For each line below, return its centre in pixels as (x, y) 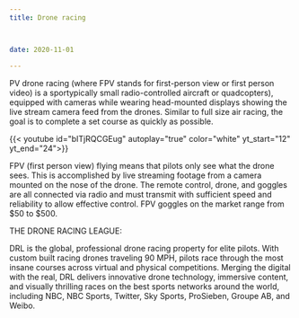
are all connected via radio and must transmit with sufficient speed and (141, 194)
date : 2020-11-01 (42, 49)
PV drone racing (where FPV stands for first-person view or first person (142, 83)
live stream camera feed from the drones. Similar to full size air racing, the (146, 111)
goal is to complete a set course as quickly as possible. (111, 121)
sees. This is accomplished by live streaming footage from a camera (136, 175)
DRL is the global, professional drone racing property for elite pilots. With (144, 248)
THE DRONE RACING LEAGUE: (66, 231)
